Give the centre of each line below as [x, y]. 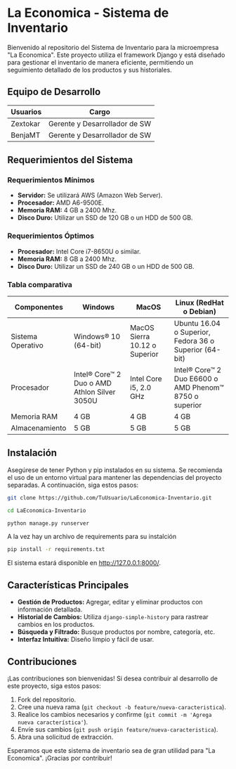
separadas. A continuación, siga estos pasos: [73, 485]
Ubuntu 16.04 [197, 324]
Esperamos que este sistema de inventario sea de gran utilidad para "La [111, 750]
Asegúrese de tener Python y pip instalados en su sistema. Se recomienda [115, 470]
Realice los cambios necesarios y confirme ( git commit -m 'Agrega [114, 714]
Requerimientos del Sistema [70, 160]
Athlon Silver [94, 392]
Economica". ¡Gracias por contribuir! [60, 758]
